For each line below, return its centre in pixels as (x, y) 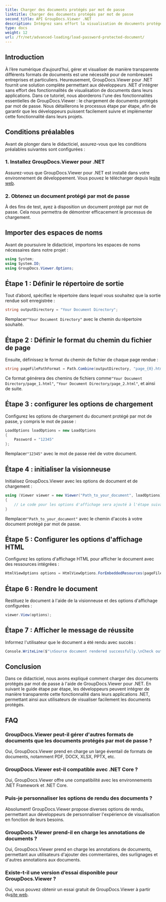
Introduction (25, 57)
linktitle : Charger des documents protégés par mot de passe (69, 14)
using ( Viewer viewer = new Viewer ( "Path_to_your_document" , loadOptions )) (85, 495)
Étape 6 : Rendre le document (51, 589)
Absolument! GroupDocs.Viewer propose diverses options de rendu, (75, 809)
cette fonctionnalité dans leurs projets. (44, 116)
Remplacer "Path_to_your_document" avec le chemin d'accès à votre (74, 518)
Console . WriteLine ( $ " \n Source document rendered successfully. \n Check (79, 651)
